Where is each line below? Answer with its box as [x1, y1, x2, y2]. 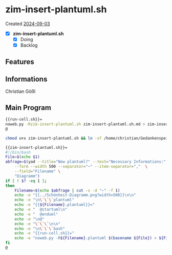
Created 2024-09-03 [5, 21, 50, 27]
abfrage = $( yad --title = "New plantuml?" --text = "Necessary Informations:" [5, 159, 166, 165]
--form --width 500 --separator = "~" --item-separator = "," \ [14, 164, 147, 169]
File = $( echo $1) [5, 154, 40, 160]
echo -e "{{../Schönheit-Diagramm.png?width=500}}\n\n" [14, 192, 137, 198]
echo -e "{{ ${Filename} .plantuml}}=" [14, 202, 95, 207]
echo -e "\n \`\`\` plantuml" [14, 198, 74, 203]
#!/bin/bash [5, 150, 31, 155]
